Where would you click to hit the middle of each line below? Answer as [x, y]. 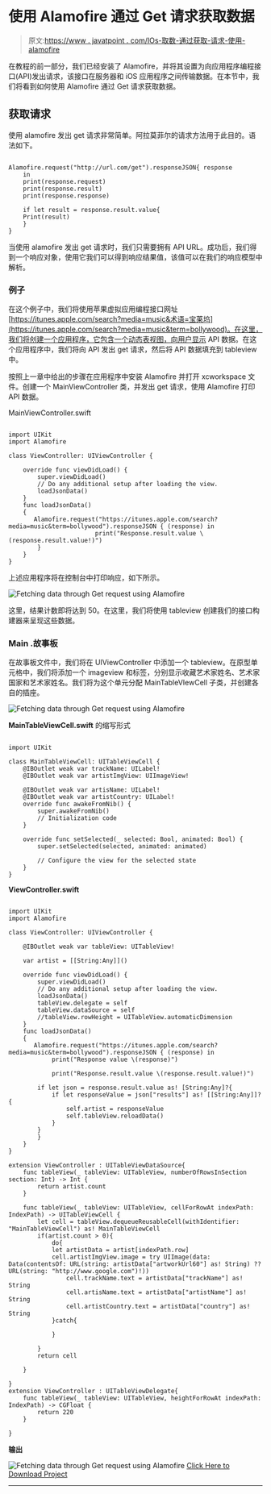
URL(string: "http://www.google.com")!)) [79, 1271]
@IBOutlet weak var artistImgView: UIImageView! [106, 776]
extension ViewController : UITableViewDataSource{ [97, 1166]
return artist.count [72, 1187]
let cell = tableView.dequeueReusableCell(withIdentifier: [139, 1222]
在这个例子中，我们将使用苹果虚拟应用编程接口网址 [93, 309]
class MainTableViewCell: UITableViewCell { [84, 762]
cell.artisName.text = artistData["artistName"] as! [156, 1292]
